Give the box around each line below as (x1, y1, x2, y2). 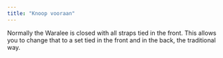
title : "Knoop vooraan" (7, 10, 76, 17)
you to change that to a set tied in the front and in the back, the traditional (7, 35, 216, 44)
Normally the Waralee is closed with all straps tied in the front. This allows (7, 29, 217, 37)
